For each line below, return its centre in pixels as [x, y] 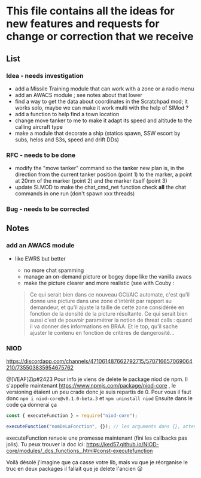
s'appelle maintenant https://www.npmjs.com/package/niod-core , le [91, 386]
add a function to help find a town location [67, 114]
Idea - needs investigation [45, 75]
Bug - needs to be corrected [48, 209]
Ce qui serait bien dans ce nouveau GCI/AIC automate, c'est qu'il [110, 294]
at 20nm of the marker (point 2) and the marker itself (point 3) [91, 181]
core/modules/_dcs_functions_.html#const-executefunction [80, 450]
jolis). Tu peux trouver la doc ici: [46, 444]
